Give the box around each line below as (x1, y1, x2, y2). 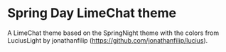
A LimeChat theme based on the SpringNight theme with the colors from (7, 28, 219, 37)
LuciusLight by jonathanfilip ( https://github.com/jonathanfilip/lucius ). (7, 36, 208, 44)
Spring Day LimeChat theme (7, 5, 176, 21)
